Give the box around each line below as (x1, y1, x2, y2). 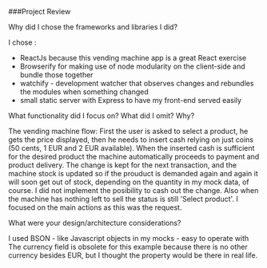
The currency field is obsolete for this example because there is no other (8, 242, 248, 251)
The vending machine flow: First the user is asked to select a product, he (8, 127, 249, 136)
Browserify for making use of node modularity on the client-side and (19, 61, 245, 71)
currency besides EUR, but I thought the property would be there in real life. (8, 250, 258, 260)
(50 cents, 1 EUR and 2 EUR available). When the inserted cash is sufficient (8, 144, 255, 152)
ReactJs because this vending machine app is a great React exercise (19, 53, 247, 62)
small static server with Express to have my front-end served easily (19, 96, 242, 104)
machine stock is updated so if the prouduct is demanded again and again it (8, 169, 258, 178)
